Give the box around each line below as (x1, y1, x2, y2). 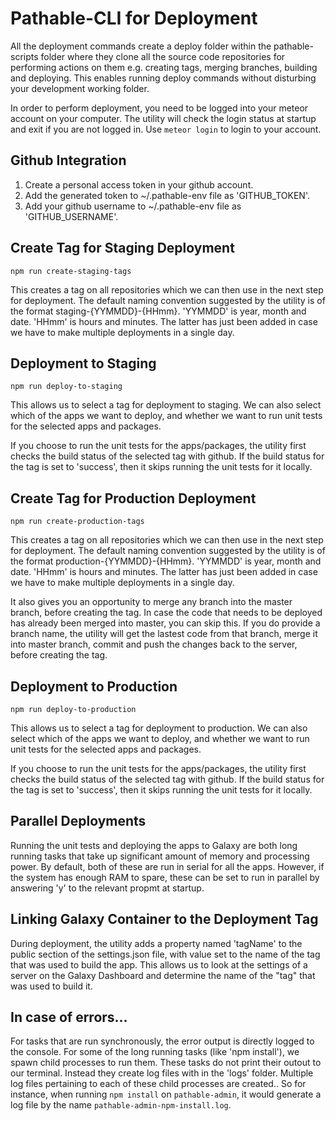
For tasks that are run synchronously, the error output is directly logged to (10, 1035, 315, 1047)
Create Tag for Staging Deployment (10, 240, 235, 257)
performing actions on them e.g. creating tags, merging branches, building (10, 61, 318, 73)
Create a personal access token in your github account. (24, 178, 254, 191)
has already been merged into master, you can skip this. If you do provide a (10, 617, 321, 629)
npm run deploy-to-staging (10, 382, 123, 392)
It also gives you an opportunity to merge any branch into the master (10, 596, 293, 608)
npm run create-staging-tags (10, 266, 132, 276)
